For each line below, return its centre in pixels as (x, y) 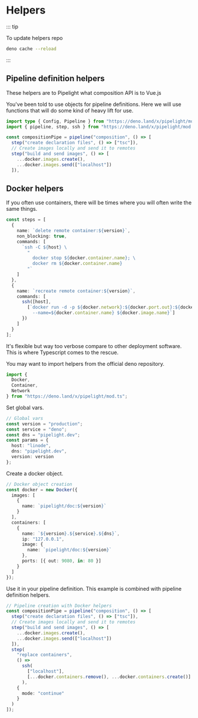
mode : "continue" (43, 693)
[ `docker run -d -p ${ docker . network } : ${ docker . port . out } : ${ (104, 307)
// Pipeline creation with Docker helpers (59, 605)
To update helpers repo (34, 38)
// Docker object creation (39, 484)
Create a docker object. (35, 473)
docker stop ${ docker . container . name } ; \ (84, 258)
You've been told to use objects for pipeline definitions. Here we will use (94, 104)
